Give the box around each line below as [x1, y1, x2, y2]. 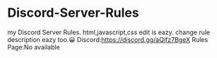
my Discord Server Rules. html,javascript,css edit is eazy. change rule [7, 28, 211, 36]
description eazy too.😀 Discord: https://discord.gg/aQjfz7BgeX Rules [7, 35, 209, 43]
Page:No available [7, 43, 60, 51]
